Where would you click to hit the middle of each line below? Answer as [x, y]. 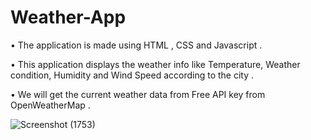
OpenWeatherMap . [50, 105]
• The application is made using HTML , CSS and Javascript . [136, 45]
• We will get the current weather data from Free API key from [138, 94]
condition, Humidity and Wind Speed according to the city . [132, 75]
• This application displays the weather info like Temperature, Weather [155, 64]
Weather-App [68, 17]
